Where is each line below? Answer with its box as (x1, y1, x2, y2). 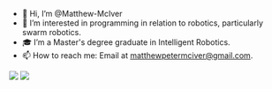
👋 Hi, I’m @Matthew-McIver (21, 9, 123, 19)
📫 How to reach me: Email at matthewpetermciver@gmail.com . (21, 50, 253, 61)
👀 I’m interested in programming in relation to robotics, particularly (21, 18, 263, 28)
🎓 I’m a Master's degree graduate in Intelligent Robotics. (21, 37, 231, 48)
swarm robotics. (21, 27, 81, 37)
